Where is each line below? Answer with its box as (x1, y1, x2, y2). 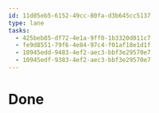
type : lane (8, 19, 45, 27)
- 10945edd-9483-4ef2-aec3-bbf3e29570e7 (15, 49, 151, 56)
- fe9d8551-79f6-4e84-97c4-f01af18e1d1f (15, 41, 151, 49)
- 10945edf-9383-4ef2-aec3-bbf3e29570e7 (15, 56, 151, 64)
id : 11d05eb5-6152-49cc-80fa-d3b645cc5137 (8, 11, 151, 20)
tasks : (8, 26, 30, 34)
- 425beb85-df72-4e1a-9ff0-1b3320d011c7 (15, 33, 151, 42)
